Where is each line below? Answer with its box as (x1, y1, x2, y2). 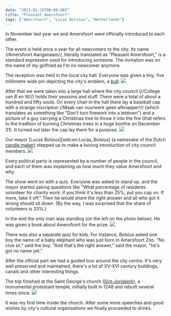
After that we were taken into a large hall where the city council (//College (5, 88, 160, 94)
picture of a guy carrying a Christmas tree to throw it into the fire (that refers (5, 115, 166, 121)
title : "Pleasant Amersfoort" (5, 12, 70, 17)
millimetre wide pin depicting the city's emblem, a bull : (5, 78, 120, 85)
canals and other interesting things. (5, 269, 80, 275)
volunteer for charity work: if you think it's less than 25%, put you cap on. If (5, 190, 164, 196)
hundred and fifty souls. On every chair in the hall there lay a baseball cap (5, 99, 161, 105)
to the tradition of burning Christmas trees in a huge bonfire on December (5, 121, 161, 127)
